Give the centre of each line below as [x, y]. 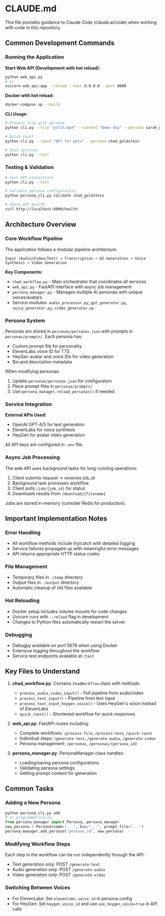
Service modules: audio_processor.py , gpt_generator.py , [70, 302]
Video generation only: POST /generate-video [59, 875]
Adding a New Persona [33, 803]
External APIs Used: [26, 415]
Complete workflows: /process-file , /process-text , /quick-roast [86, 733]
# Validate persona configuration [41, 191]
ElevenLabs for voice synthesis [43, 430]
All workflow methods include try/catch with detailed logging [74, 543]
